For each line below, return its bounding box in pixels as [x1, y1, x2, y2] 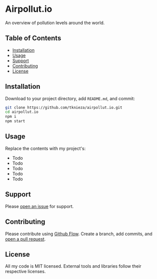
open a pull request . [5, 236, 46, 242]
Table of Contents [5, 34, 62, 42]
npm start [5, 119, 26, 124]
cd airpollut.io [5, 109, 39, 114]
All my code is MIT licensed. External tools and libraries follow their [5, 263, 142, 269]
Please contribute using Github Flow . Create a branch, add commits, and [5, 231, 153, 237]
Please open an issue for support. [5, 203, 74, 209]
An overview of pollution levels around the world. [5, 20, 105, 26]
